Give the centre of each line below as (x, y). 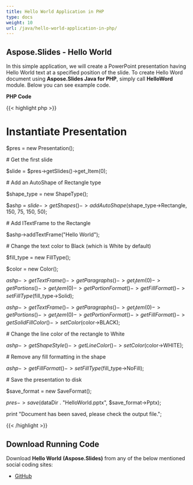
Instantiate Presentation (66, 132)
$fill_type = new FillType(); (38, 257)
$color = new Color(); (32, 269)
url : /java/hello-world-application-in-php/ (62, 28)
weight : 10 (19, 22)
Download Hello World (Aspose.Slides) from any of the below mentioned (96, 458)
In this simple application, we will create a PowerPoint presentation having (96, 66)
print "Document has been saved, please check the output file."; (84, 414)
